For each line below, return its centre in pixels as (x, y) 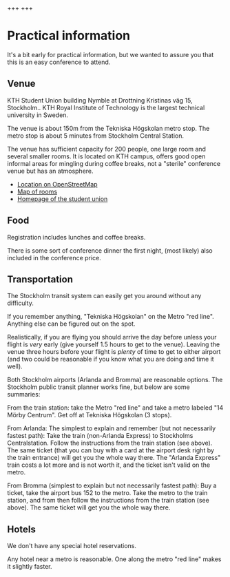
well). (15, 366)
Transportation (40, 279)
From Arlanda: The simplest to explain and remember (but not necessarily (112, 428)
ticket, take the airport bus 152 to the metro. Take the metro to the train (107, 493)
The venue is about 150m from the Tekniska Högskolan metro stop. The (108, 128)
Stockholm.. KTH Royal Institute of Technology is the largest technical (106, 107)
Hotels (22, 529)
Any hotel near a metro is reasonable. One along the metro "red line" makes (114, 559)
